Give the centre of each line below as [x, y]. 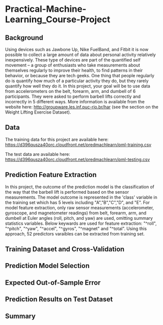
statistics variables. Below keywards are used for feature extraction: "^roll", [81, 223]
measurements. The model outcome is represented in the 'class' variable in [81, 197]
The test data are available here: [38, 154]
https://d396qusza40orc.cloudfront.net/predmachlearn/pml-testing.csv [78, 159]
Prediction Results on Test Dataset [59, 299]
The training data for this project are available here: [57, 139]
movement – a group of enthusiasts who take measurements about [73, 65]
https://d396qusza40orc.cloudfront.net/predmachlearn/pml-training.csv [78, 145]
